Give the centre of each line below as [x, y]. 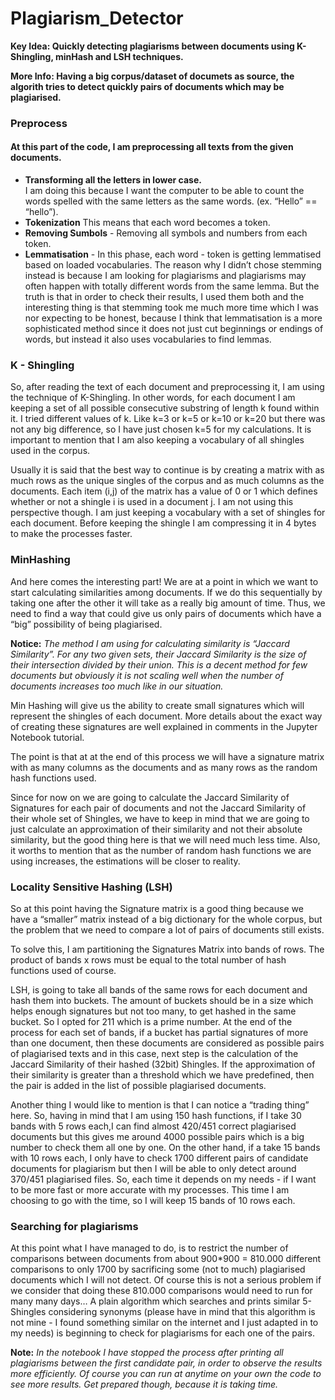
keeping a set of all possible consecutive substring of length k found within [165, 408]
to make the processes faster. [71, 534]
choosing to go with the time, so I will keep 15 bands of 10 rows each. [153, 1200]
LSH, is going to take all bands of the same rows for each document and [159, 989]
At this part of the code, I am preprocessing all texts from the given [152, 147]
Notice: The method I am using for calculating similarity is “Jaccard [150, 643]
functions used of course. [63, 970]
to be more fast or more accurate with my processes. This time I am [150, 1189]
